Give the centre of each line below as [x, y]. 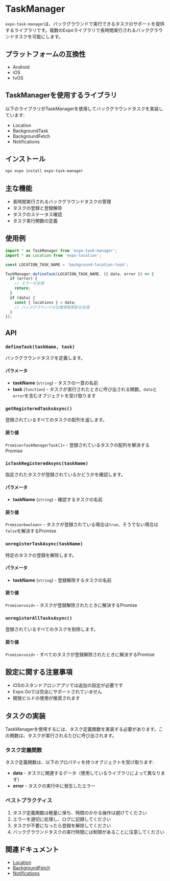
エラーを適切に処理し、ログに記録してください [62, 819]
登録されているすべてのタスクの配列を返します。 [56, 420]
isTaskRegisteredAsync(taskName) [47, 463]
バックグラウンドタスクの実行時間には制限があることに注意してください [89, 832]
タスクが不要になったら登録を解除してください [62, 825]
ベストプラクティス [29, 801]
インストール [26, 159]
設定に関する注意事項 [39, 672]
